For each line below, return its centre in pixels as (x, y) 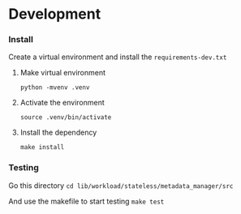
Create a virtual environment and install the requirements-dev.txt (118, 57)
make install (42, 148)
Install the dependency (58, 133)
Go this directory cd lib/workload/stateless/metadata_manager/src (121, 185)
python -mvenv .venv (55, 88)
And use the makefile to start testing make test (86, 201)
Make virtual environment (63, 73)
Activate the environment (62, 103)
